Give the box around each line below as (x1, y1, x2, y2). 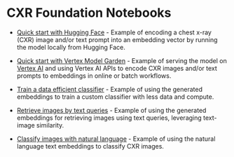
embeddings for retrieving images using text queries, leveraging (16, 114, 202, 122)
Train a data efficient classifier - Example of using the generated (16, 85, 202, 93)
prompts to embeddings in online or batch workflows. (16, 71, 172, 80)
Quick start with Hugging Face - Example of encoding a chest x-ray (16, 28, 212, 36)
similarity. (36, 121, 64, 129)
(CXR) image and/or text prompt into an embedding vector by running (16, 35, 218, 43)
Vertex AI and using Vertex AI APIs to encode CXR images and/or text (16, 64, 218, 72)
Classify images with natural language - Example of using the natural (16, 135, 216, 143)
